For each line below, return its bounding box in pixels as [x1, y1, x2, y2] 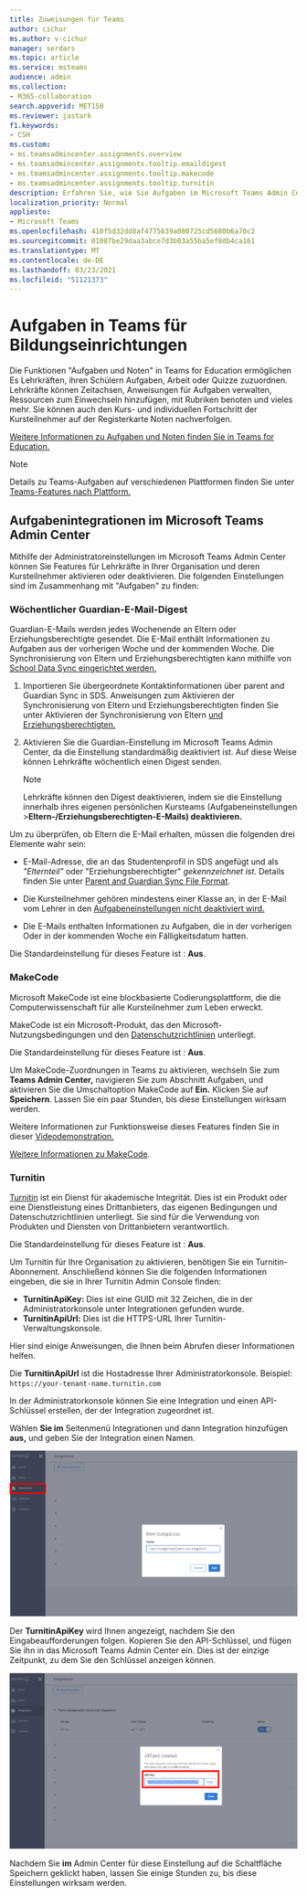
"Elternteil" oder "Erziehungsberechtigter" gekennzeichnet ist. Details [22, 866, 285, 877]
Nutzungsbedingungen [9, 1029, 96, 1040]
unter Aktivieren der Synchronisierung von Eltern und [22, 709, 224, 721]
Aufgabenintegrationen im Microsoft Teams [9, 513, 264, 528]
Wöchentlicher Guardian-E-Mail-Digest [9, 603, 188, 616]
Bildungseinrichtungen [9, 334, 188, 355]
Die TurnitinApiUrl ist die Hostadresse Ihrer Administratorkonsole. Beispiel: [9, 1367, 292, 1379]
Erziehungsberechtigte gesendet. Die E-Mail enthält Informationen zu [9, 633, 270, 644]
